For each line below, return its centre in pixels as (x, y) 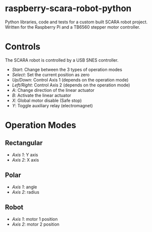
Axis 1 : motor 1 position (35, 219)
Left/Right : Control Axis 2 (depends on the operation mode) (71, 85)
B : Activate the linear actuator (41, 95)
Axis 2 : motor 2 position (35, 224)
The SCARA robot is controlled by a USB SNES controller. (62, 60)
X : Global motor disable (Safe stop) (47, 100)
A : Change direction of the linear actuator (53, 90)
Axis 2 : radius (26, 192)
